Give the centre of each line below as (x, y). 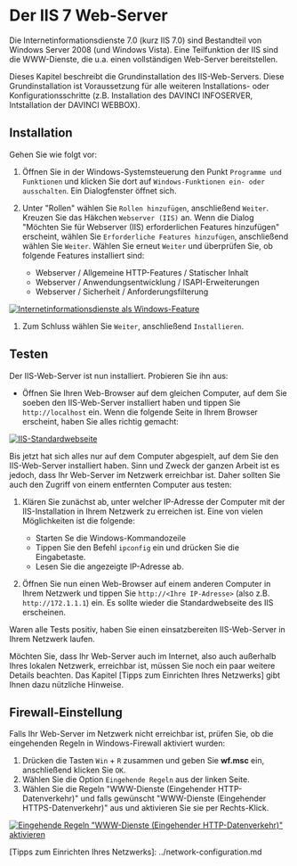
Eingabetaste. (60, 557)
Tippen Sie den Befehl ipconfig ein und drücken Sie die (137, 547)
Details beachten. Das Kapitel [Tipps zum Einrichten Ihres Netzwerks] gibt (145, 675)
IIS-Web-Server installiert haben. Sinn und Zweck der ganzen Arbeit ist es (144, 466)
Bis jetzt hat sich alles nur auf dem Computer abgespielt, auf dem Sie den (144, 456)
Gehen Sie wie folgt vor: (53, 154)
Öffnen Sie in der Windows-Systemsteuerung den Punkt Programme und (152, 171)
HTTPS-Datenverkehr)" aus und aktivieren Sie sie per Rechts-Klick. (145, 808)
